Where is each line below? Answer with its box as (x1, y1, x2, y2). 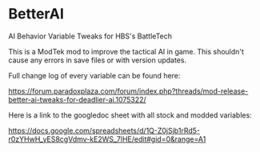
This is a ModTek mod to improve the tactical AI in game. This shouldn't (8, 46, 244, 56)
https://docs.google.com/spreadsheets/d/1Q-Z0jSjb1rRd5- (8, 126, 201, 135)
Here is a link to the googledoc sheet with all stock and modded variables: (8, 110, 252, 120)
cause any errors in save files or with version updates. (8, 55, 186, 65)
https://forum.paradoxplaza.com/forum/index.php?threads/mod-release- (8, 86, 249, 96)
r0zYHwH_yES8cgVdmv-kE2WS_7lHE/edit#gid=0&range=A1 (8, 134, 206, 144)
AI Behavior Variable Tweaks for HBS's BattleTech (8, 31, 173, 41)
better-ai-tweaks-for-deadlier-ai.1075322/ (8, 94, 146, 104)
